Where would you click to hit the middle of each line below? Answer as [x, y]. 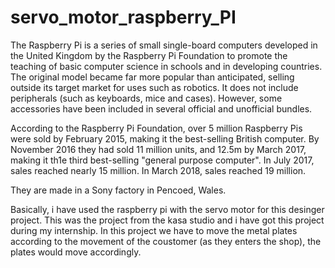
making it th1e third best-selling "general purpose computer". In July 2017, [162, 160]
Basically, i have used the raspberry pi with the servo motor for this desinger [167, 209]
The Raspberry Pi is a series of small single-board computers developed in [164, 45]
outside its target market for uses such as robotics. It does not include [154, 87]
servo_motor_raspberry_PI [123, 17]
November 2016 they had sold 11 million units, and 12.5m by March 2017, [158, 149]
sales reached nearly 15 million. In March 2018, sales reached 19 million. [158, 170]
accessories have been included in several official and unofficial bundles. [161, 108]
